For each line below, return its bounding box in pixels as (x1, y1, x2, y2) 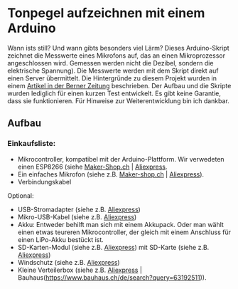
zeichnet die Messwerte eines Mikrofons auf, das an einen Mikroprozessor (7, 51, 226, 60)
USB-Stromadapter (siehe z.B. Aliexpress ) (17, 205, 141, 214)
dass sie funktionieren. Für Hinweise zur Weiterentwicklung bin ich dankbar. (7, 96, 229, 105)
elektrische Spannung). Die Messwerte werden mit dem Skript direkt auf (7, 66, 219, 75)
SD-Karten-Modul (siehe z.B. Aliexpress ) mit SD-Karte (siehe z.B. (17, 243, 210, 251)
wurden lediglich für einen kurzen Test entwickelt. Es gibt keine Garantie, (7, 89, 222, 98)
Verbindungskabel (17, 177, 72, 186)
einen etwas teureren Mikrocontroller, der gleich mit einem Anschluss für (17, 228, 231, 236)
